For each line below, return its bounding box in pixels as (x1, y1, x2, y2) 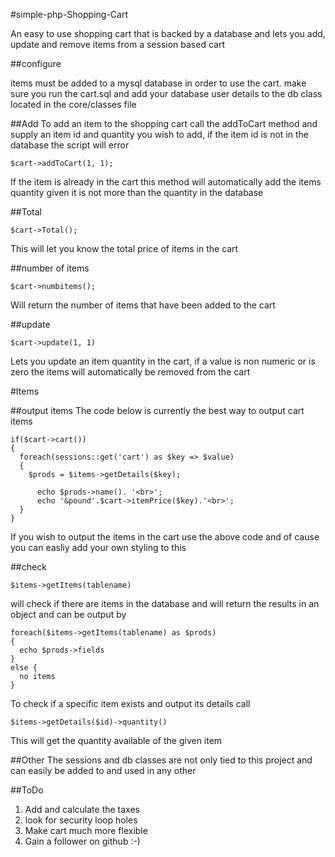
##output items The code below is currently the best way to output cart (10, 405, 305, 416)
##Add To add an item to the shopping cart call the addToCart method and (10, 118, 318, 129)
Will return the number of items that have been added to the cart (10, 299, 276, 311)
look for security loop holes (24, 814, 138, 826)
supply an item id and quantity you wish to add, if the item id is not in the (10, 129, 309, 140)
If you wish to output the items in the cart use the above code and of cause (10, 531, 320, 543)
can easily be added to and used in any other (10, 765, 197, 776)
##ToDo (10, 784, 44, 796)
